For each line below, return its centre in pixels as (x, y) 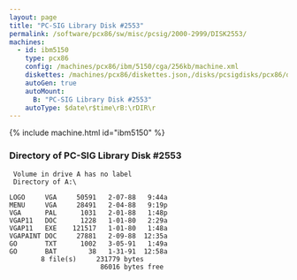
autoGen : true (51, 83)
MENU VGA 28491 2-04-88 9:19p (88, 205)
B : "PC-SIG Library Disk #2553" (92, 99)
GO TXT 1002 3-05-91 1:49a (88, 244)
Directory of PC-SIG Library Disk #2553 (95, 155)
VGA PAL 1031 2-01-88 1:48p (88, 213)
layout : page (33, 17)
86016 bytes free (132, 267)
